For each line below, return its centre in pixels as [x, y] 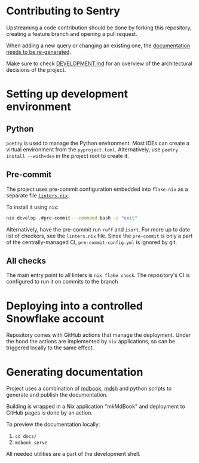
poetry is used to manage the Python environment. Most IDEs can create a [98, 143]
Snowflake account [55, 319]
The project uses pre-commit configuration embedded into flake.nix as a [97, 189]
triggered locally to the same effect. [50, 348]
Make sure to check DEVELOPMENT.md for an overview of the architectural [99, 63]
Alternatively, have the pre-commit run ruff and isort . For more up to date [98, 229]
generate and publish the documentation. [57, 395]
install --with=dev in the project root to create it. [68, 156]
